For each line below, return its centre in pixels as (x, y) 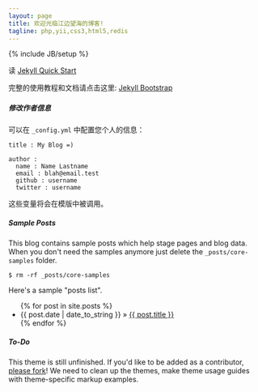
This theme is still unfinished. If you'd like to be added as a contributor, (126, 362)
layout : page (30, 16)
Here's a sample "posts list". (55, 290)
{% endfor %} (43, 323)
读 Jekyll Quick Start (42, 70)
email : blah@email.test (57, 174)
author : (23, 160)
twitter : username (49, 188)
